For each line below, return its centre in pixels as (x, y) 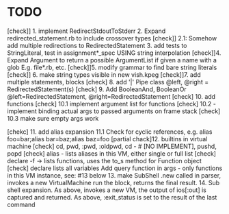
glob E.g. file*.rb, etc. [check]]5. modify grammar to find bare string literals (112, 67)
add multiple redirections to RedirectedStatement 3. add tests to (97, 45)
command (21, 204)
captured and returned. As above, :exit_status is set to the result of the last (112, 197)
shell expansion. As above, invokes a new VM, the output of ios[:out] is (107, 190)
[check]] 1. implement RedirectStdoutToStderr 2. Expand (86, 31)
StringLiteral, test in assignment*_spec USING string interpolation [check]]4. (114, 53)
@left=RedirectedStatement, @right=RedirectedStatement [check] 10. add (111, 96)
